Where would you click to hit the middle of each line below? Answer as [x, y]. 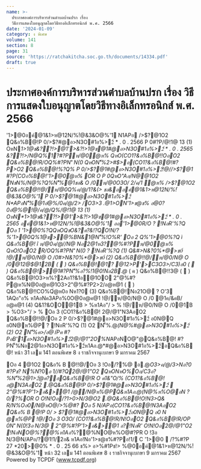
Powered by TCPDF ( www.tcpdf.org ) [51, 460]
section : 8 [20, 46]
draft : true [21, 62]
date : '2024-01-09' [31, 29]
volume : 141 [21, 40]
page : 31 [17, 51]
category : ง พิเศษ [27, 34]
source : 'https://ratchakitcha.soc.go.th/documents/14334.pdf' [87, 57]
